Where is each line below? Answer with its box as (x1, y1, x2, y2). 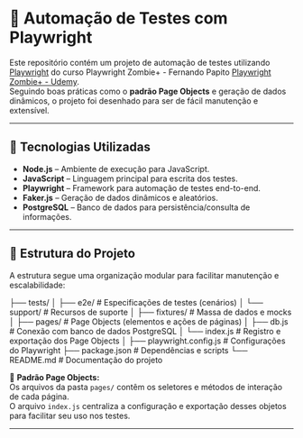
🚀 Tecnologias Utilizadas (9, 140, 151, 155)
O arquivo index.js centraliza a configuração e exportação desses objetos (9, 400, 287, 411)
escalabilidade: (9, 279, 66, 290)
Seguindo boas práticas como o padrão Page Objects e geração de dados (9, 86, 287, 96)
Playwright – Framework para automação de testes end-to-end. (22, 182, 262, 193)
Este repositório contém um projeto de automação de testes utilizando (9, 57, 271, 68)
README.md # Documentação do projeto (9, 354, 163, 365)
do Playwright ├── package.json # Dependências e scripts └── (9, 344, 248, 355)
